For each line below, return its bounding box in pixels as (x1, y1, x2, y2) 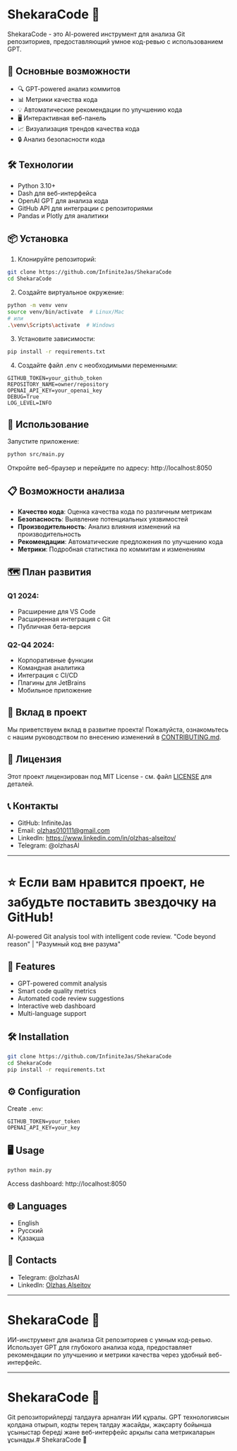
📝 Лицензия (7, 753, 62, 765)
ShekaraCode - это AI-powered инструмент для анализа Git (7, 30, 186, 38)
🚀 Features (7, 960, 56, 972)
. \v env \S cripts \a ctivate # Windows (7, 321, 115, 328)
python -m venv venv (7, 302, 68, 309)
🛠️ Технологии (7, 159, 74, 171)
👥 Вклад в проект (7, 707, 87, 719)
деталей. (7, 780, 34, 788)
